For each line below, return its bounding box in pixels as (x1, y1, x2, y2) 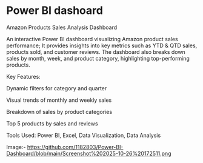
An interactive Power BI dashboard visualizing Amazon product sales (6, 35, 178, 42)
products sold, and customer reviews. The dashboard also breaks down (6, 48, 186, 55)
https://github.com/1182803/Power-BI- (27, 143, 124, 150)
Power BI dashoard (6, 4, 103, 18)
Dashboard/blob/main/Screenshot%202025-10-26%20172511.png (6, 150, 171, 157)
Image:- (6, 143, 26, 150)
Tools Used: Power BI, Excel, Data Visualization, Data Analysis (6, 131, 161, 139)
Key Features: (6, 73, 41, 80)
